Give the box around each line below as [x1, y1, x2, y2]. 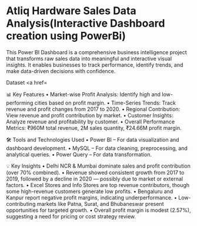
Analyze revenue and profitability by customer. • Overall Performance [6, 118, 175, 125]
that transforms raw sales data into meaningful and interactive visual [6, 55, 172, 62]
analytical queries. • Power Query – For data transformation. [6, 150, 152, 158]
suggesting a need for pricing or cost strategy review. [6, 212, 136, 220]
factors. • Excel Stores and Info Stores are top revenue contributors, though [6, 181, 190, 188]
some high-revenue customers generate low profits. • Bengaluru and [6, 188, 173, 195]
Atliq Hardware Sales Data [6, 4, 136, 18]
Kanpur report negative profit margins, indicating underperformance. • [6, 194, 178, 201]
